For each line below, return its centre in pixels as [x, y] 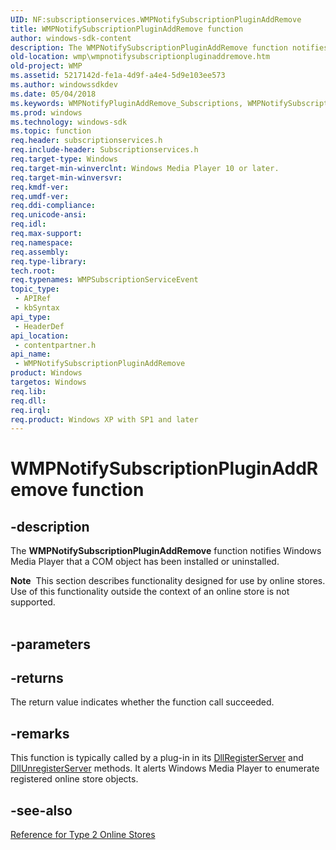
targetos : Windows [48, 382]
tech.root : [33, 271]
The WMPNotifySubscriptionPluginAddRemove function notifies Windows [166, 551]
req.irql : [31, 410]
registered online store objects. [74, 779]
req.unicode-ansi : [48, 215]
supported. [33, 602]
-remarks [40, 733]
